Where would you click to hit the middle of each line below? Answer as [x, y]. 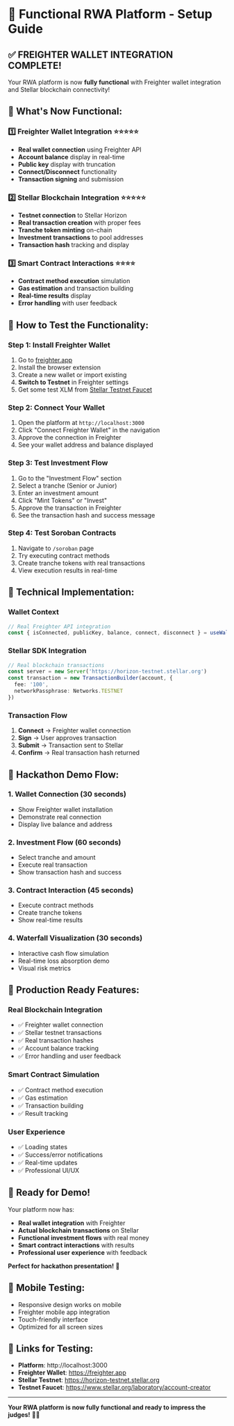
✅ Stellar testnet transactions [60, 1033]
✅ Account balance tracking [58, 1048]
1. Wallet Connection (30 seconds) [67, 794]
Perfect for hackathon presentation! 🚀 [64, 1266]
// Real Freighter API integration [59, 626]
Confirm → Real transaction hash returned [79, 753]
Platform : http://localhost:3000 [63, 1365]
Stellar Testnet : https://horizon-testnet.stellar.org [89, 1380]
